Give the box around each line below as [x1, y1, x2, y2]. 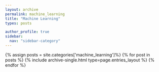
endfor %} [5, 62, 26, 68]
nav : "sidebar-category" [9, 38, 61, 44]
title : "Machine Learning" [5, 16, 61, 21]
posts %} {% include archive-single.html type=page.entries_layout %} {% [5, 57, 155, 63]
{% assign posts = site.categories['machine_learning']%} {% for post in [5, 52, 150, 57]
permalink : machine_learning [5, 12, 65, 17]
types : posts [5, 20, 32, 26]
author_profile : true [5, 30, 50, 35]
